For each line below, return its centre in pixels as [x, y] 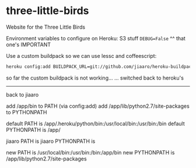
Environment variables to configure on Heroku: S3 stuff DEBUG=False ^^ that [96, 38]
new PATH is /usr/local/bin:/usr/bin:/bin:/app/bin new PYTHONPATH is [90, 152]
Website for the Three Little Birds [46, 27]
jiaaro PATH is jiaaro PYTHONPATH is [51, 141]
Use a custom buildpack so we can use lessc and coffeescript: [81, 56]
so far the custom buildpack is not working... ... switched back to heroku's [95, 78]
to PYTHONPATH [27, 112]
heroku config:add [28, 66]
